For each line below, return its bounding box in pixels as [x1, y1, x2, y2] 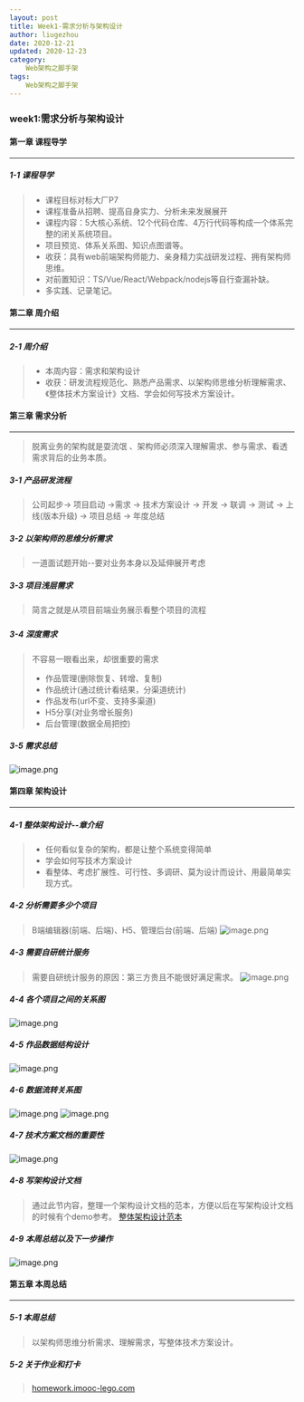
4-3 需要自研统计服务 [9, 947, 90, 958]
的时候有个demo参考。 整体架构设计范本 [31, 1211, 183, 1222]
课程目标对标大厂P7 [44, 194, 119, 205]
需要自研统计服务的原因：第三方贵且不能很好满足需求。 [31, 971, 238, 983]
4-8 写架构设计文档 [9, 1175, 81, 1186]
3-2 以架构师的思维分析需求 [9, 533, 113, 543]
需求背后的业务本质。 [31, 452, 111, 463]
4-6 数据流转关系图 [9, 1084, 81, 1096]
